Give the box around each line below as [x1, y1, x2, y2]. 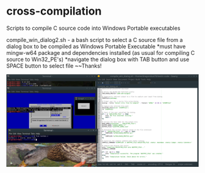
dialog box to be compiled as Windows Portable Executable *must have [6, 43, 186, 50]
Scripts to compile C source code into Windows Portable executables [6, 24, 181, 32]
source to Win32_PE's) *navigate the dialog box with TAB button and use [6, 55, 190, 63]
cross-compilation [6, 4, 102, 18]
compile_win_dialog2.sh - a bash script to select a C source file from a [6, 36, 183, 43]
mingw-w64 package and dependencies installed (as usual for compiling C [6, 49, 195, 56]
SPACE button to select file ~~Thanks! [6, 62, 102, 69]
